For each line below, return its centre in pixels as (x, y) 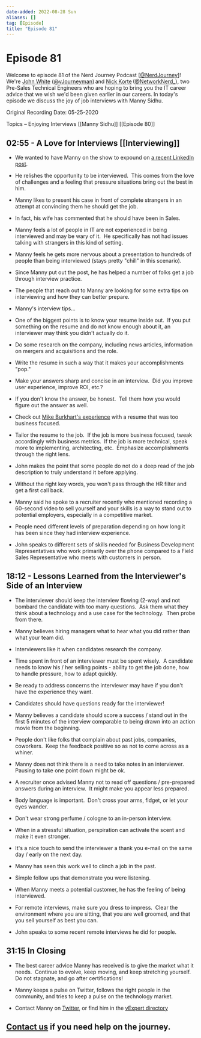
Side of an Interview (44, 586)
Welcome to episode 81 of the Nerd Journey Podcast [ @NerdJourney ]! (94, 75)
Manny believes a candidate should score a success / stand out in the (101, 715)
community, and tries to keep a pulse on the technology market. (94, 996)
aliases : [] (21, 17)
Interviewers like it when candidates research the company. (88, 649)
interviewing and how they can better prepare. (72, 297)
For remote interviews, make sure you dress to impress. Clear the (96, 907)
